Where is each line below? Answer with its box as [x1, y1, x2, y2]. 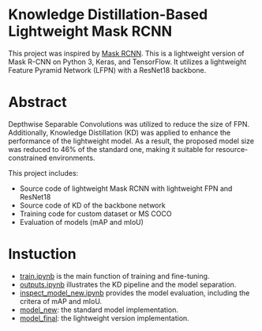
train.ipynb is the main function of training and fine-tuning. [19, 271, 210, 280]
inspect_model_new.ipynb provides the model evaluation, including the [19, 287, 250, 298]
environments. [48, 153, 95, 162]
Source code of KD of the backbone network [19, 200, 166, 210]
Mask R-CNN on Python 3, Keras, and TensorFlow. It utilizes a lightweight [8, 57, 247, 67]
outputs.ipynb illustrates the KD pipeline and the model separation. [19, 280, 237, 289]
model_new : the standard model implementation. [19, 305, 179, 314]
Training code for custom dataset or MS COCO [19, 208, 172, 219]
